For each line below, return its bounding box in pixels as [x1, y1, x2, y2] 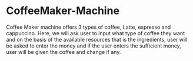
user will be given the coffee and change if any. [6, 48, 121, 55]
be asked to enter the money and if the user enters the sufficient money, [6, 42, 181, 49]
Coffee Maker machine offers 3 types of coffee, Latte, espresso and [6, 23, 171, 30]
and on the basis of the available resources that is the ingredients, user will [6, 36, 188, 43]
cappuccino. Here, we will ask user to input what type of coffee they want [6, 29, 185, 36]
